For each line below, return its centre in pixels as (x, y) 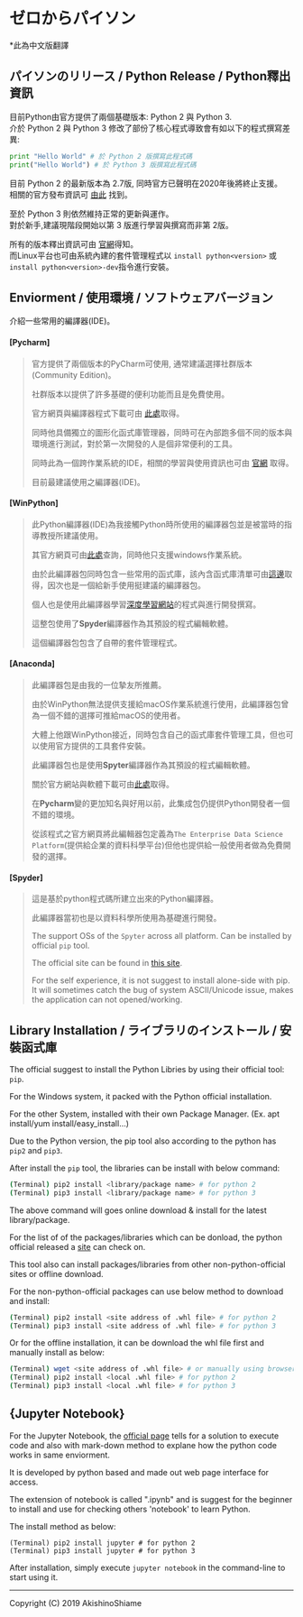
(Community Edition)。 (73, 374)
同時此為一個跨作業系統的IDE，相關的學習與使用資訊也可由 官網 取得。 (162, 463)
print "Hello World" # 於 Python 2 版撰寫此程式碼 (101, 156)
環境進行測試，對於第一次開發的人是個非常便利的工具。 (134, 444)
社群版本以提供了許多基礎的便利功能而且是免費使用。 (130, 394)
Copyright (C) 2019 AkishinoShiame (76, 1603)
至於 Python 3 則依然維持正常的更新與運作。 (92, 214)
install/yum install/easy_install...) (69, 1123)
